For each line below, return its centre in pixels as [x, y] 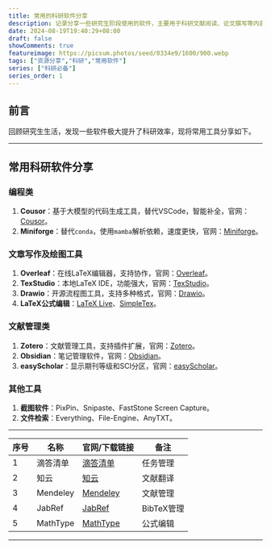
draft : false [30, 38]
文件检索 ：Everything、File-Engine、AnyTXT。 [98, 418]
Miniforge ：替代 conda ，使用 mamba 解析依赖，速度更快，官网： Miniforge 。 [141, 232]
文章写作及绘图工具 [46, 254]
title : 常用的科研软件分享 [48, 16]
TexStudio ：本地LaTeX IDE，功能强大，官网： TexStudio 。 [117, 283]
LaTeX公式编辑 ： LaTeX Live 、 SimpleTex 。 [90, 304]
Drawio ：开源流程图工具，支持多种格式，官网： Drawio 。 [115, 293]
